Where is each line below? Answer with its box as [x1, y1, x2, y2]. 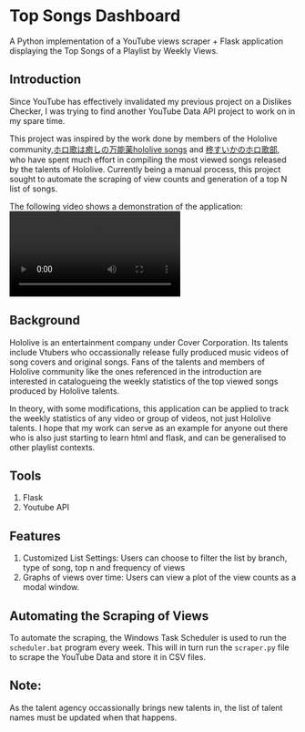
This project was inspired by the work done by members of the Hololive [9, 133, 278, 144]
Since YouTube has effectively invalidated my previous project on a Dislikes [9, 96, 292, 107]
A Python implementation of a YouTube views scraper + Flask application [9, 36, 284, 46]
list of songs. [9, 183, 58, 194]
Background [9, 313, 80, 328]
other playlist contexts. [9, 441, 96, 452]
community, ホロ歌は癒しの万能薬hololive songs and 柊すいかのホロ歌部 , [9, 143, 280, 155]
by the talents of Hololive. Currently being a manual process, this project [9, 163, 281, 174]
